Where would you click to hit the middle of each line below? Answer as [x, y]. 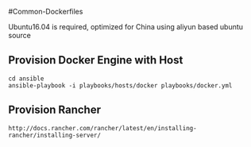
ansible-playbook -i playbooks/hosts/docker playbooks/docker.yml [120, 85]
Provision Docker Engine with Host [96, 60]
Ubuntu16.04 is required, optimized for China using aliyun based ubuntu [126, 27]
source [20, 35]
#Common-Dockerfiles [46, 12]
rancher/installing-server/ [55, 135]
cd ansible [26, 79]
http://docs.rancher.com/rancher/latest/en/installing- [102, 128]
